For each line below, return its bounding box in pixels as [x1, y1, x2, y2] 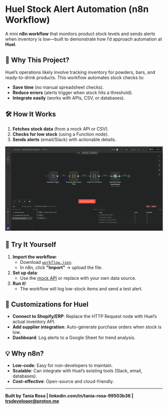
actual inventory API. [12, 319, 55, 325]
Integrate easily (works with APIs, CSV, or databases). [12, 95, 125, 101]
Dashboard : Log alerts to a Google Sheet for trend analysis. [12, 334, 136, 341]
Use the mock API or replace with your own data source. [19, 275, 136, 281]
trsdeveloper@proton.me [5, 398, 59, 404]
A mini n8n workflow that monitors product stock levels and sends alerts [5, 31, 155, 37]
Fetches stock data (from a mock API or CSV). [12, 126, 109, 132]
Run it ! [12, 280, 26, 286]
